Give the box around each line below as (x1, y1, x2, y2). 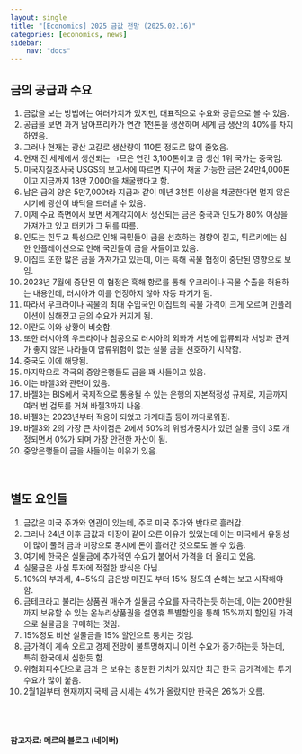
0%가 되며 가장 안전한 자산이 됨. (54, 434, 169, 444)
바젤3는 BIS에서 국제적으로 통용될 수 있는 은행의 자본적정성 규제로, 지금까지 (22, 389, 289, 399)
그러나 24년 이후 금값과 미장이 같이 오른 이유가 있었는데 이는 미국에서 (22, 528, 266, 539)
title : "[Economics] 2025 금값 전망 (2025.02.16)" (10, 22, 197, 31)
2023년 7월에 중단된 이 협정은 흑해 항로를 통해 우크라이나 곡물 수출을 (22, 276, 266, 287)
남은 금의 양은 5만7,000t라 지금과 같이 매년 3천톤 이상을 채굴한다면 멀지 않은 (22, 186, 291, 197)
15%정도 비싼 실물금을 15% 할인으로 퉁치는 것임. (22, 629, 194, 640)
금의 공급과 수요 (10, 82, 93, 97)
